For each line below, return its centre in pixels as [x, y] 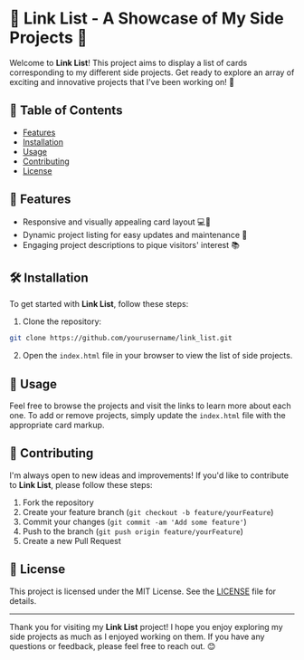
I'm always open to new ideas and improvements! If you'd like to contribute [149, 475]
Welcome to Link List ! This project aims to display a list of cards [128, 62]
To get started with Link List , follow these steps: [99, 304]
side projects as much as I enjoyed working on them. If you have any [137, 636]
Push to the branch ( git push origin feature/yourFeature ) [133, 531]
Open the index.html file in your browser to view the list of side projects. [157, 356]
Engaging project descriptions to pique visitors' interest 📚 [131, 244]
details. [23, 600]
